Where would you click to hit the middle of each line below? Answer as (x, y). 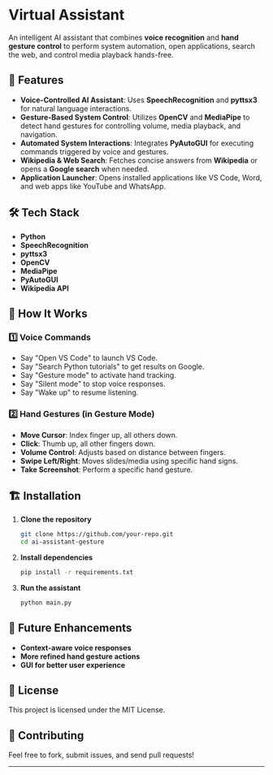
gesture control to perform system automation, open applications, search (132, 45)
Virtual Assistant (67, 15)
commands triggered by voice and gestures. (94, 151)
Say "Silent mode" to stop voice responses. (93, 384)
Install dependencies (56, 557)
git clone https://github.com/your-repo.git (97, 535)
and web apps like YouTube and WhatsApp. (93, 186)
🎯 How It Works (48, 313)
